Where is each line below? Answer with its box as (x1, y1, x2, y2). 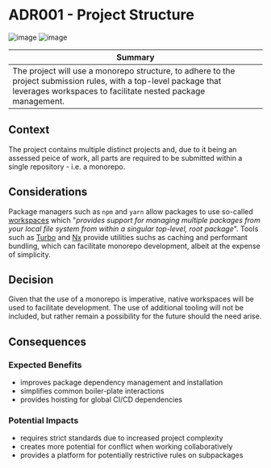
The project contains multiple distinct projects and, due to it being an (8, 144, 237, 154)
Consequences (8, 335, 87, 348)
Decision (8, 272, 54, 286)
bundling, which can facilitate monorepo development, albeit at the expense (8, 241, 261, 251)
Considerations (8, 185, 88, 199)
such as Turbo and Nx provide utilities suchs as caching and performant (8, 232, 248, 242)
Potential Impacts (8, 415, 79, 426)
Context (8, 123, 50, 137)
